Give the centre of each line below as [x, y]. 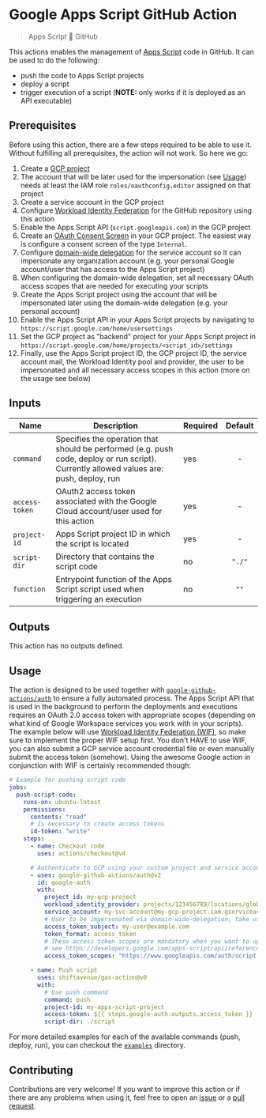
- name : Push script [64, 970]
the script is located [92, 543]
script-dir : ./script [79, 1022]
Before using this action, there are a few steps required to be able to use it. [130, 145]
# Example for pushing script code [67, 780]
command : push [67, 999]
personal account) [50, 311]
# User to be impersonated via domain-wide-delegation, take [146, 919]
